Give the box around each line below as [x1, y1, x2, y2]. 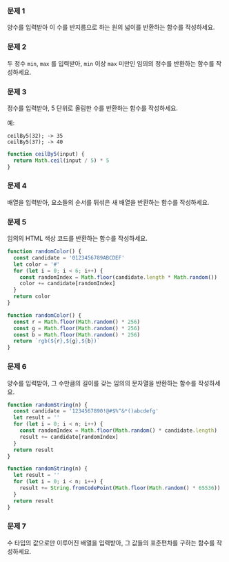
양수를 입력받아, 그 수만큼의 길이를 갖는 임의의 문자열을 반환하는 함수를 [7, 379, 197, 387]
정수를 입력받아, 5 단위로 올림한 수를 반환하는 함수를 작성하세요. [7, 104, 178, 112]
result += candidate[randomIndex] [19, 433, 119, 440]
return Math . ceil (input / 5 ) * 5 [13, 157, 110, 164]
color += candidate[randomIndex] [19, 280, 116, 287]
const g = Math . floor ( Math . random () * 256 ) [13, 325, 140, 332]
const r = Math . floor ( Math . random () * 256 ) [13, 318, 140, 325]
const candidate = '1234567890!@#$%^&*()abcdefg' [13, 408, 159, 415]
